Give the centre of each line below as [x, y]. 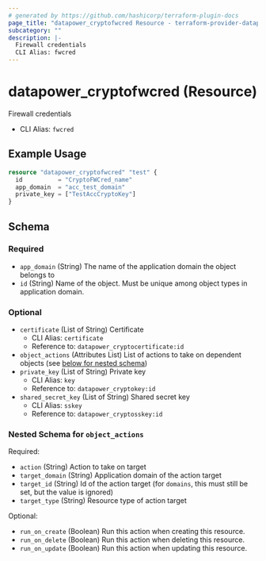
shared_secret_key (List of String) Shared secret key [104, 397]
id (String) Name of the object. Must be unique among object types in [133, 283]
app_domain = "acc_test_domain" [70, 187]
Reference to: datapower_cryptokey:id [93, 389]
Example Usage [47, 154]
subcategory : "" [35, 30]
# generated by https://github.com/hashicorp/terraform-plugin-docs [123, 15]
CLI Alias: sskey [57, 405]
